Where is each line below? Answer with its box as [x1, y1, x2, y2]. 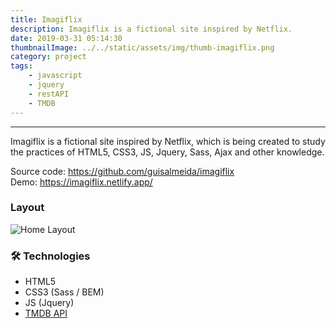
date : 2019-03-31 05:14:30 [10, 33, 123, 43]
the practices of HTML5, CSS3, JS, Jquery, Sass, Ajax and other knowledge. [10, 146, 325, 158]
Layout [10, 201, 45, 215]
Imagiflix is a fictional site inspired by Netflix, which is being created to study [10, 135, 326, 147]
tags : [10, 61, 33, 71]
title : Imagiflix [10, 14, 83, 25]
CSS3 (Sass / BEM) [24, 286, 105, 298]
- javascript [28, 71, 83, 81]
